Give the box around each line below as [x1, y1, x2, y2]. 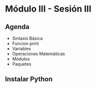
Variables [12, 46, 31, 51]
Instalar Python [5, 75, 53, 83]
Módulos [12, 56, 30, 61]
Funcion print [12, 41, 39, 46]
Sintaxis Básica [12, 35, 43, 41]
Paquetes [12, 61, 32, 67]
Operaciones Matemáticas [12, 51, 65, 57]
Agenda [5, 23, 30, 31]
